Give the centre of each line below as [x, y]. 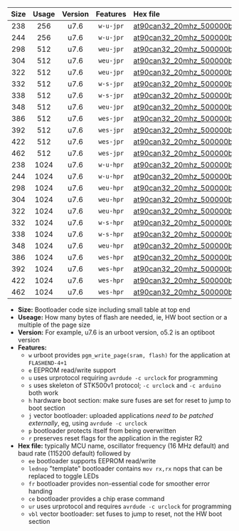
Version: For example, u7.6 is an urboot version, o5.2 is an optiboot [116, 332]
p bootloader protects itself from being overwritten [102, 431]
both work [43, 393]
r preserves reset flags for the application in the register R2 [115, 438]
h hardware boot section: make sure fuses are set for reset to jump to [129, 400]
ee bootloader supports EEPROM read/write [92, 461]
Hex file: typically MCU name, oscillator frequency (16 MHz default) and [123, 446]
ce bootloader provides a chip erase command [96, 499]
